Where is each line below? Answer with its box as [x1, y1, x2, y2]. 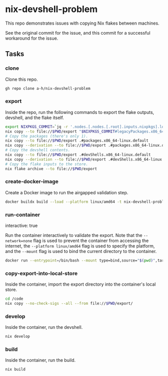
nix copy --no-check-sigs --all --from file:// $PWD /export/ [5, 301, 133, 306]
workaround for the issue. [5, 35, 58, 41]
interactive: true [5, 222, 38, 229]
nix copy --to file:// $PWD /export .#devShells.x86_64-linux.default [5, 152, 151, 158]
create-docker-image [5, 178, 59, 185]
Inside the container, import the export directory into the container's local [5, 281, 156, 287]
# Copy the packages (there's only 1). [5, 134, 88, 139]
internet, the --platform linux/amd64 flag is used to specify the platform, [5, 243, 155, 249]
